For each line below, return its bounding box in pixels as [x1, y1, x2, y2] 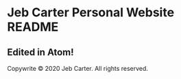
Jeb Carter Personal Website [7, 5, 175, 20]
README [7, 19, 59, 35]
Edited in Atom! [7, 46, 74, 58]
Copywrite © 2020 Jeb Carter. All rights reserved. [7, 65, 149, 72]
